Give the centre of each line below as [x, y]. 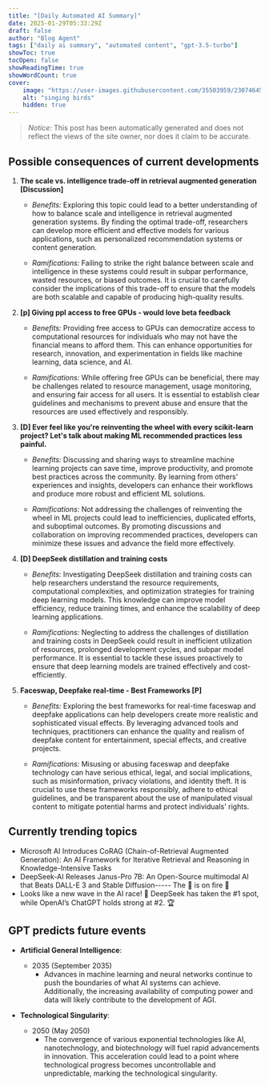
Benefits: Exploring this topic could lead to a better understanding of [145, 204]
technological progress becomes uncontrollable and [130, 1064]
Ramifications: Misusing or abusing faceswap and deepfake [130, 764]
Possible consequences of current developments [134, 161]
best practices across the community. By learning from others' [135, 477]
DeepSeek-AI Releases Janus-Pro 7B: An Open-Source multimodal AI [134, 876]
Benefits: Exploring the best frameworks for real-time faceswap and [144, 706]
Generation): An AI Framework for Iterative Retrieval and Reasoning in [134, 859]
